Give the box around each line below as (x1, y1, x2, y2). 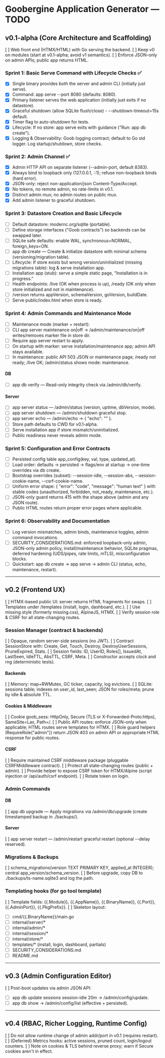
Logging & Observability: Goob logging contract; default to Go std (12, 135, 145, 141)
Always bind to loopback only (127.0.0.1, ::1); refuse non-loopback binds (12, 170, 157, 176)
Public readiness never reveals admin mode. (12, 432, 102, 438)
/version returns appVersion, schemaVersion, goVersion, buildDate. (12, 292, 148, 298)
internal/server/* (12, 919, 46, 925)
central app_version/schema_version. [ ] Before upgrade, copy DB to (5, 870, 143, 876)
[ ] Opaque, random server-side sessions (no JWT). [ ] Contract (5, 638, 134, 644)
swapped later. (12, 232, 43, 238)
